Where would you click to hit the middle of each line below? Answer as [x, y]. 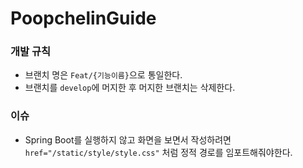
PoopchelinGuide [83, 18]
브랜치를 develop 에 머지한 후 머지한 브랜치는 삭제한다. [130, 88]
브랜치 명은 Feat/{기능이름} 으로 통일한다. [103, 75]
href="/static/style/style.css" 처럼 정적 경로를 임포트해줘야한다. [158, 152]
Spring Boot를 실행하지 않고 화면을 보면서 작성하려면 [128, 139]
